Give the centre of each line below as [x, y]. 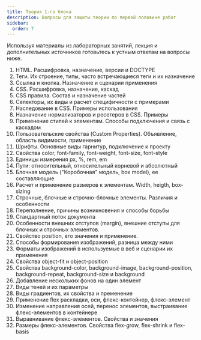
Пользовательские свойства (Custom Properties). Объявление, [96, 134]
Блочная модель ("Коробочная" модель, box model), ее [87, 172]
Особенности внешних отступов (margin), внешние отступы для [98, 223]
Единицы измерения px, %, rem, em [61, 159]
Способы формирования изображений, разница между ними [94, 242]
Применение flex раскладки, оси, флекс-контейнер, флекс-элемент [103, 300]
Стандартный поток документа [55, 217]
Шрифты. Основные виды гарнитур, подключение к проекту [93, 147]
